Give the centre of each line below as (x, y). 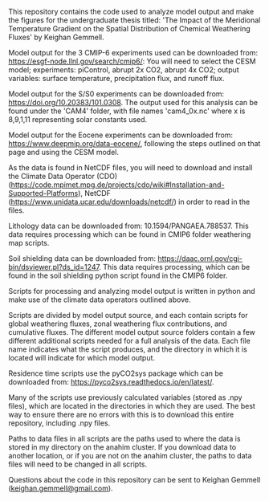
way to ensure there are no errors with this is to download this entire (121, 414)
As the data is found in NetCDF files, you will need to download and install (130, 167)
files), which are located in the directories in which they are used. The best (132, 406)
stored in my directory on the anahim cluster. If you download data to (122, 447)
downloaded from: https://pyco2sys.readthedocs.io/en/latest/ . (111, 382)
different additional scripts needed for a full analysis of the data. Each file (129, 341)
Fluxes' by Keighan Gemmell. (56, 37)
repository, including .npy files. (59, 423)
